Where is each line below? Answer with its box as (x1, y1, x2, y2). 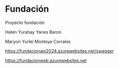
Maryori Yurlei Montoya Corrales (5, 38, 71, 45)
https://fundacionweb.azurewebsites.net (5, 57, 87, 63)
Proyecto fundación (5, 20, 45, 25)
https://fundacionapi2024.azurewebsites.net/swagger (5, 48, 114, 54)
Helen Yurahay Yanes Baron (5, 29, 62, 35)
